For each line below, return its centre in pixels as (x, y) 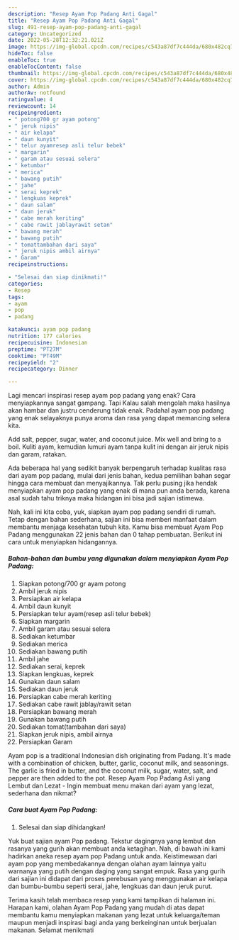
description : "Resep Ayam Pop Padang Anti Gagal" (83, 14)
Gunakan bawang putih (52, 720)
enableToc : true (32, 60)
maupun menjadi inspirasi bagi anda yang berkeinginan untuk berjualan (112, 923)
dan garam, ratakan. (37, 454)
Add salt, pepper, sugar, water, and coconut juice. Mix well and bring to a (115, 440)
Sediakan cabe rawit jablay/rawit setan (75, 704)
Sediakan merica (43, 644)
